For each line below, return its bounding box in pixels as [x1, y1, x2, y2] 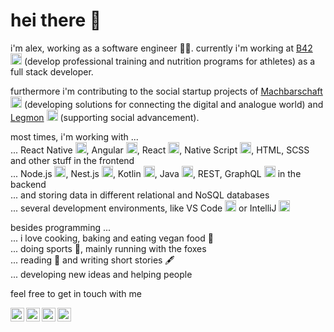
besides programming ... [10, 221, 112, 233]
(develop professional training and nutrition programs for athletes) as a [23, 55, 316, 67]
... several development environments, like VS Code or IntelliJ [10, 202, 277, 214]
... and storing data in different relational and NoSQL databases [10, 189, 270, 201]
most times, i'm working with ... [10, 130, 139, 143]
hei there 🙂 [10, 9, 102, 32]
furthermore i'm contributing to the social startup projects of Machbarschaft [10, 85, 323, 97]
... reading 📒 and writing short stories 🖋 [10, 254, 175, 266]
